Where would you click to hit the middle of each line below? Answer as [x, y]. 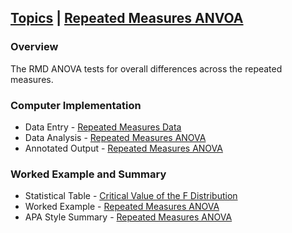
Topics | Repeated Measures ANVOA [127, 18]
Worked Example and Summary [88, 174]
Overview [34, 47]
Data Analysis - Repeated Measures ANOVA [115, 137]
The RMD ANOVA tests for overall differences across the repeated [146, 68]
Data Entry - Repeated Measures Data [103, 127]
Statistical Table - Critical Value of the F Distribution [131, 196]
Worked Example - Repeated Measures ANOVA [122, 207]
